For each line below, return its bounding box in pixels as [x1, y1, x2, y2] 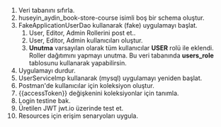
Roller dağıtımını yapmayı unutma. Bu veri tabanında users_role [28, 51, 215, 60]
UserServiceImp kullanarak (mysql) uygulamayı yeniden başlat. [18, 74, 203, 82]
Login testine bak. [18, 96, 71, 105]
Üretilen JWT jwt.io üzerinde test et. [18, 104, 124, 112]
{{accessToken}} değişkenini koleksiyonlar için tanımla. [18, 89, 179, 97]
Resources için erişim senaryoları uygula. [18, 111, 139, 120]
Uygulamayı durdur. [18, 67, 76, 74]
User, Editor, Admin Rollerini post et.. [28, 28, 136, 37]
